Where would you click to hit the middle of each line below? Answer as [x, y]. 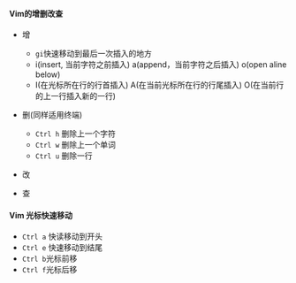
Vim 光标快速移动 [41, 215]
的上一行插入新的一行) [76, 96]
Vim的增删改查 [36, 13]
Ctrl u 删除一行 [64, 156]
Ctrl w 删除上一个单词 [76, 145]
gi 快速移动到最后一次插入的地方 [93, 54]
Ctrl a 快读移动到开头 [62, 237]
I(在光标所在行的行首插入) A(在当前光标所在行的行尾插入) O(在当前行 [159, 85]
